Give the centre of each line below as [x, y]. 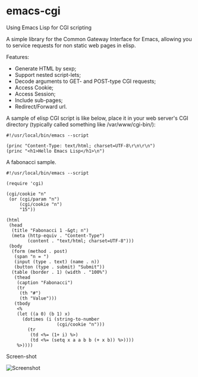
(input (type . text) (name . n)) [57, 262]
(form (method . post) [40, 251]
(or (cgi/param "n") [34, 199]
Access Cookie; [34, 87]
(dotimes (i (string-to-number [61, 319]
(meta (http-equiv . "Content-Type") [58, 236]
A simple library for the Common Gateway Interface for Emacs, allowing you [99, 39]
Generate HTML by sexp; [45, 68]
